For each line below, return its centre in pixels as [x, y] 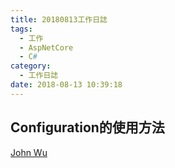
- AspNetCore [46, 47]
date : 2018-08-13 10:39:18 [66, 85]
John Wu [29, 152]
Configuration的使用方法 [87, 127]
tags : [21, 29]
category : [31, 66]
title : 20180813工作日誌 [59, 19]
